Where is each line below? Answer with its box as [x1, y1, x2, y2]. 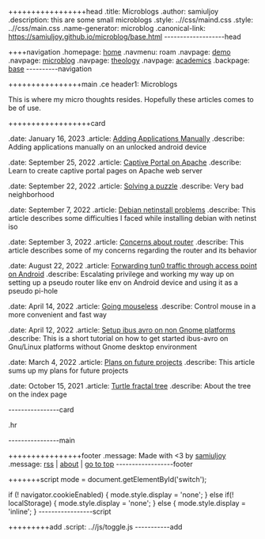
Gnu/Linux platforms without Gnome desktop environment [8, 342, 198, 351]
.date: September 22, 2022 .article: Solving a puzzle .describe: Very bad [8, 181, 244, 191]
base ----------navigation [8, 64, 93, 74]
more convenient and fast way [8, 310, 107, 319]
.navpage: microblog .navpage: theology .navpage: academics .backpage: [8, 55, 251, 65]
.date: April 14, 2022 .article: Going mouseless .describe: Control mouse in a [8, 302, 256, 311]
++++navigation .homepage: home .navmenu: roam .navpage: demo [8, 47, 231, 56]
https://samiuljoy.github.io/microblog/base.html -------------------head [8, 32, 241, 41]
